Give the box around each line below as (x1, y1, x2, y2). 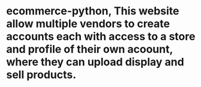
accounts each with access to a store (6, 30, 196, 43)
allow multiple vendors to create (6, 17, 170, 31)
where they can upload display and (6, 55, 184, 69)
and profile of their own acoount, (6, 43, 173, 56)
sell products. (6, 68, 77, 82)
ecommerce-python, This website (6, 4, 179, 18)
